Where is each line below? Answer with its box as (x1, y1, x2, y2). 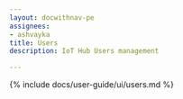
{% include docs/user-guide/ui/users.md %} (9, 79, 174, 90)
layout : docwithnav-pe (9, 13, 95, 22)
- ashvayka (9, 30, 50, 39)
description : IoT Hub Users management (9, 47, 160, 56)
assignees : (9, 22, 50, 31)
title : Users (9, 38, 59, 48)
